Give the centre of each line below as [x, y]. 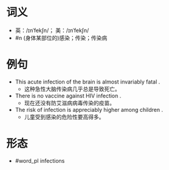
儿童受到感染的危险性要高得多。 [64, 117]
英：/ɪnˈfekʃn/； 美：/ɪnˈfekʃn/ [52, 30]
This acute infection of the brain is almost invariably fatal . [88, 82]
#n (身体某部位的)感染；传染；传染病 [61, 38]
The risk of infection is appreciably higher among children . [89, 110]
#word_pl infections [40, 160]
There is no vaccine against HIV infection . [68, 96]
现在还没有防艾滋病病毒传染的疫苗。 [70, 103]
